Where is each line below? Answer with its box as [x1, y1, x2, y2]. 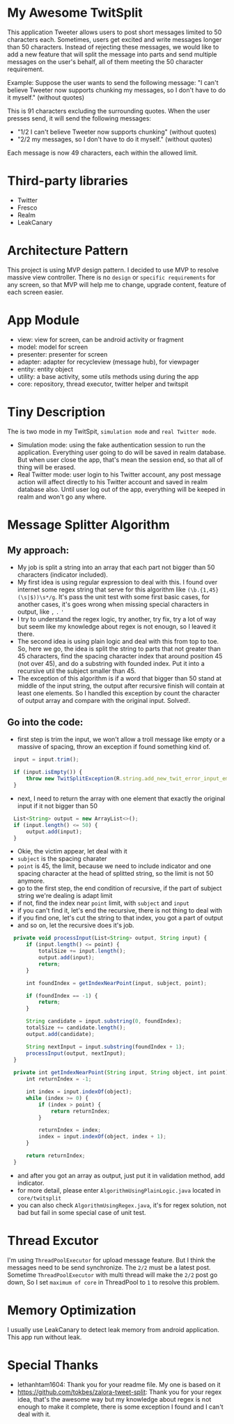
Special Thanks [7, 1357, 99, 1373]
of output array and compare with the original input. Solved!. [17, 696, 191, 704]
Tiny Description [7, 404, 106, 419]
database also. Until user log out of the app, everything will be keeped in [17, 485, 226, 493]
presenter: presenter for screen [17, 350, 108, 358]
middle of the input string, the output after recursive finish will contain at [17, 681, 225, 690]
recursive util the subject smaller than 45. [17, 667, 136, 675]
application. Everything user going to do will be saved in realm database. [17, 448, 226, 456]
